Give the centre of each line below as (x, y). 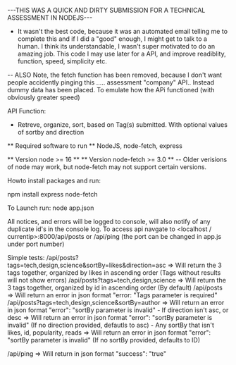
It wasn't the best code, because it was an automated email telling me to (122, 31)
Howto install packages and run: (54, 180)
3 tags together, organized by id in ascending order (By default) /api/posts (115, 287)
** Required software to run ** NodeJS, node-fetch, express (95, 146)
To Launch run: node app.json (51, 208)
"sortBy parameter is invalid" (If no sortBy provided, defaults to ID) (104, 340)
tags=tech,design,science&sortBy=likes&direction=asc (87, 265)
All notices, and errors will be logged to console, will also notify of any (109, 222)
